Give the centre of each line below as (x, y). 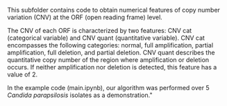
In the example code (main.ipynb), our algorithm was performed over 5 (108, 88)
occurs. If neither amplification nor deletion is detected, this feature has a (112, 67)
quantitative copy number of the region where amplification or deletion (108, 60)
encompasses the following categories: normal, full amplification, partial (110, 45)
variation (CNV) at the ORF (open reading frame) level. (85, 17)
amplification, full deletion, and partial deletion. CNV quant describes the (111, 52)
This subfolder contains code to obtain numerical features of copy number (114, 10)
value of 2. (23, 74)
